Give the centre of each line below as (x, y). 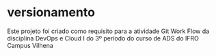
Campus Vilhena (30, 45)
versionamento (51, 12)
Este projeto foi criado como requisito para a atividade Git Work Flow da (108, 31)
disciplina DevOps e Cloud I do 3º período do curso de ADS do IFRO (103, 38)
